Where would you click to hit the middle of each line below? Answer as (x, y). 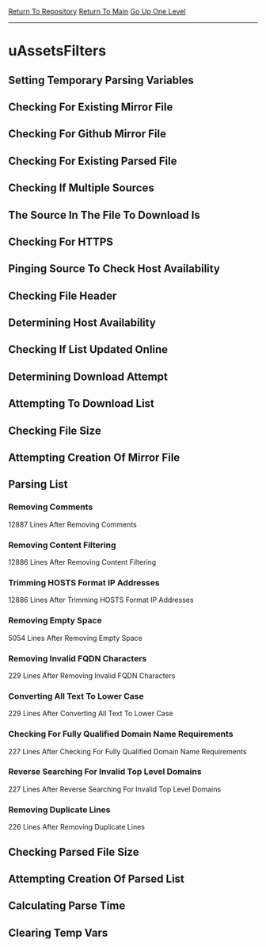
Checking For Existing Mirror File (91, 107)
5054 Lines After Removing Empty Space (75, 638)
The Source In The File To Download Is (104, 215)
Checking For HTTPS (61, 242)
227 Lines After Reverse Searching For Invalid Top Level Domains (115, 789)
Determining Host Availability (82, 323)
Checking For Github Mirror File (87, 134)
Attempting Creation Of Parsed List (96, 878)
